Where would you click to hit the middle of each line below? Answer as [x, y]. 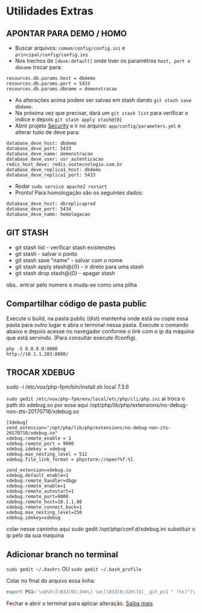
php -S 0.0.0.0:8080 [32, 349]
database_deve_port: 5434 [39, 209]
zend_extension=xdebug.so [39, 470]
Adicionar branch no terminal [62, 554]
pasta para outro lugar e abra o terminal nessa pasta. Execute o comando [97, 325]
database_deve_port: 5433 [39, 149]
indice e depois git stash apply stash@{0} [68, 119]
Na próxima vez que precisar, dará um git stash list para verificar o [102, 113]
